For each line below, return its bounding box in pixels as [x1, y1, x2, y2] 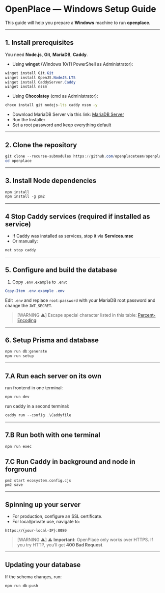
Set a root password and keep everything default [12, 122, 111, 128]
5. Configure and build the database [5, 266, 117, 274]
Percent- [137, 312, 156, 318]
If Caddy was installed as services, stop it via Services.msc [12, 233, 134, 239]
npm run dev [5, 394, 29, 399]
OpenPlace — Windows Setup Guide [5, 3, 156, 15]
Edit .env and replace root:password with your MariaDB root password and [5, 297, 156, 303]
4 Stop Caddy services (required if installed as [5, 212, 150, 220]
